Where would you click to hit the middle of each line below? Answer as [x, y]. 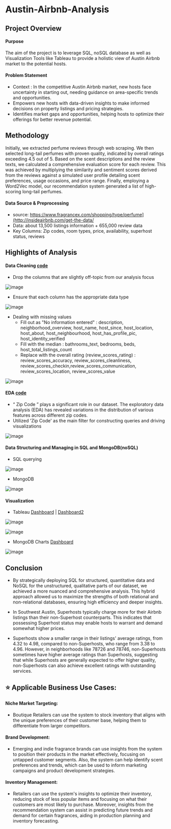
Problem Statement [26, 75]
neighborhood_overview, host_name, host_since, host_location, [87, 328]
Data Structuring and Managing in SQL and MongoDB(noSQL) [72, 448]
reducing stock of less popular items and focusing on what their [80, 799]
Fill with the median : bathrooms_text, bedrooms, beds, [78, 344]
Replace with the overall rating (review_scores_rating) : [78, 355]
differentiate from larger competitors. [52, 725]
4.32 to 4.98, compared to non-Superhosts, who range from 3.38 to [84, 644]
